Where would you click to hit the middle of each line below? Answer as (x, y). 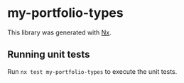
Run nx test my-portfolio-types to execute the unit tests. (92, 71)
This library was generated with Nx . (59, 32)
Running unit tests (49, 55)
